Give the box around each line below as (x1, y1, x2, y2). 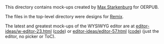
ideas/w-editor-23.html (5, 28, 52, 34)
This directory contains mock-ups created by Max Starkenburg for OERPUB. (5, 4, 159, 10)
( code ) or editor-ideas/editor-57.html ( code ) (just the (53, 28, 159, 34)
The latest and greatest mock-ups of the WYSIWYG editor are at (5, 23, 135, 29)
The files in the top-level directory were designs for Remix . (5, 14, 124, 19)
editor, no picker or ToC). (5, 34, 55, 39)
